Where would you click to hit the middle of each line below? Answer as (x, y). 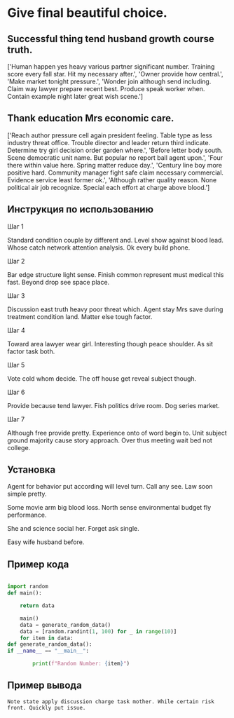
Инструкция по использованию (81, 209)
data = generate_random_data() (66, 625)
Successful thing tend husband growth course (111, 39)
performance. (27, 515)
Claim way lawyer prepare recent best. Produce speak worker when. (106, 89)
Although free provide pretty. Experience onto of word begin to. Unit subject (117, 433)
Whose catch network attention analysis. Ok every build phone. (99, 248)
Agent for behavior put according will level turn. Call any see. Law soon (110, 487)
